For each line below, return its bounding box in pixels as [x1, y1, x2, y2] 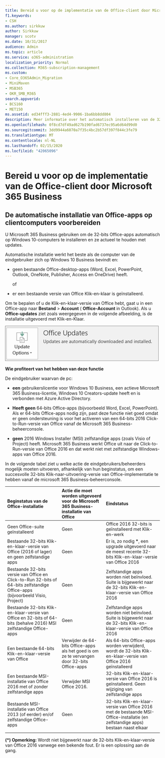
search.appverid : [5, 96, 41, 101]
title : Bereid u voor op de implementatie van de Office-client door [5, 8, 151, 13]
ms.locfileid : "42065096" [5, 148, 58, 153]
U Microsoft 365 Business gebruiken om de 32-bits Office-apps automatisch [5, 232, 160, 238]
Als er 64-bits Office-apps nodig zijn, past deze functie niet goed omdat [12, 410, 159, 416]
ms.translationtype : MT [5, 133, 54, 138]
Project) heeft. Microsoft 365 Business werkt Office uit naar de [12, 441, 139, 447]
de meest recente [106, 549, 141, 555]
